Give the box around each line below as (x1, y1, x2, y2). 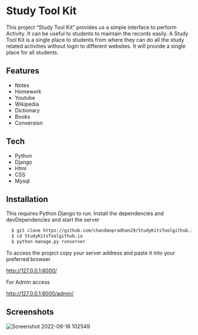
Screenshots (6, 307, 54, 317)
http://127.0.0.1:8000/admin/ (6, 290, 74, 297)
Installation (6, 194, 48, 204)
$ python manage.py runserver (11, 239, 85, 245)
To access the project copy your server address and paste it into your (6, 249, 175, 256)
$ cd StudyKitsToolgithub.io (11, 233, 83, 239)
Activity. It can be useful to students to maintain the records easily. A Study (6, 30, 189, 37)
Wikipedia (14, 100, 39, 108)
